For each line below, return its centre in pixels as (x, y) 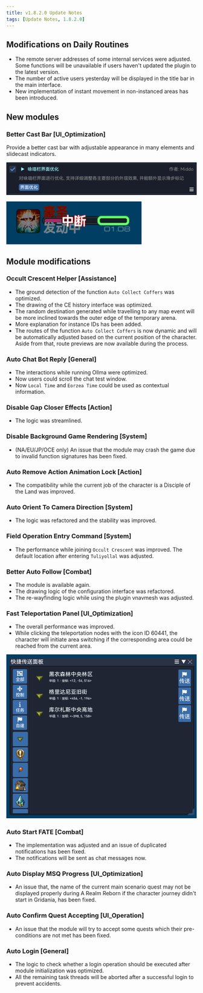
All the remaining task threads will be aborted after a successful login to (104, 977)
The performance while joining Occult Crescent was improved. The (98, 549)
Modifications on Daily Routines (68, 45)
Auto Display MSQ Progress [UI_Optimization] (75, 874)
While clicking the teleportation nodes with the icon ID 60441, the (96, 633)
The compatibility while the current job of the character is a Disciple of (103, 485)
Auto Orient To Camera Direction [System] (69, 507)
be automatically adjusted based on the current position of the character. (106, 337)
